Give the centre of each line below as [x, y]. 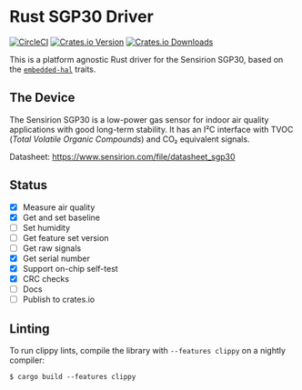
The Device [42, 98]
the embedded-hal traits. [53, 69]
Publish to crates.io [59, 300]
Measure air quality [59, 207]
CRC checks [46, 279]
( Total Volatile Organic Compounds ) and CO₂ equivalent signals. [130, 139]
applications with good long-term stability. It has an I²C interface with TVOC [151, 129]
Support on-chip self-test [70, 268]
